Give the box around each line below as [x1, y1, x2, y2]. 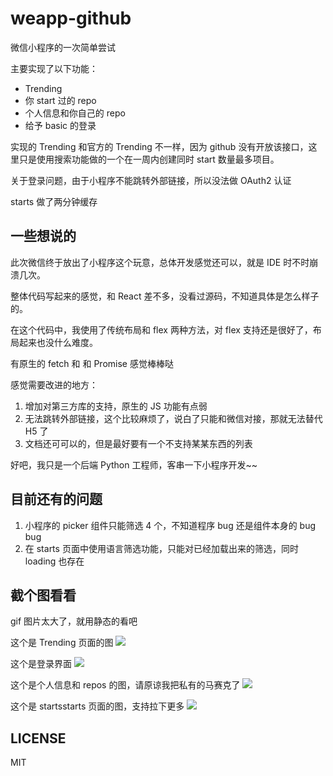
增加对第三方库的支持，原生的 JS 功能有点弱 [24, 400, 208, 412]
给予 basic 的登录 [24, 119, 97, 131]
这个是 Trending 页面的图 [10, 637, 114, 649]
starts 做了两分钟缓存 [10, 195, 98, 207]
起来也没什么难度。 [18, 336, 98, 348]
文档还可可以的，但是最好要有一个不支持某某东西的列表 [24, 437, 253, 449]
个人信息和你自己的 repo [24, 107, 126, 119]
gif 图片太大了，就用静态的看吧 [10, 615, 138, 627]
